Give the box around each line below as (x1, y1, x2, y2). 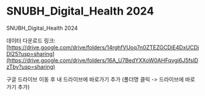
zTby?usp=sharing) (6, 63, 56, 70)
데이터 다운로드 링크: (6, 36, 56, 44)
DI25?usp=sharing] (6, 50, 55, 57)
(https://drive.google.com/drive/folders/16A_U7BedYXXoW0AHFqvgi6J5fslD (6, 57, 199, 64)
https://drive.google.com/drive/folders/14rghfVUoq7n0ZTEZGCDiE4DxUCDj (8, 44, 199, 51)
